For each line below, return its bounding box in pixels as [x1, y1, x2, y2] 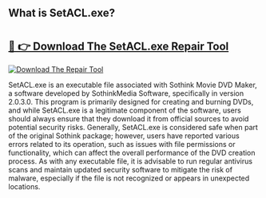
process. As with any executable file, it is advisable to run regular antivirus [8, 156, 253, 166]
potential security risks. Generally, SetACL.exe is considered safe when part [8, 123, 258, 132]
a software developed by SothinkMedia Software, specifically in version [8, 89, 244, 98]
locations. [8, 182, 41, 191]
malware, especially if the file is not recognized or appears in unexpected [8, 173, 250, 183]
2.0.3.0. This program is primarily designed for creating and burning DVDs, [8, 97, 254, 106]
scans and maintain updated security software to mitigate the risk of [8, 165, 233, 174]
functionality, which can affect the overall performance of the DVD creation [8, 148, 256, 157]
